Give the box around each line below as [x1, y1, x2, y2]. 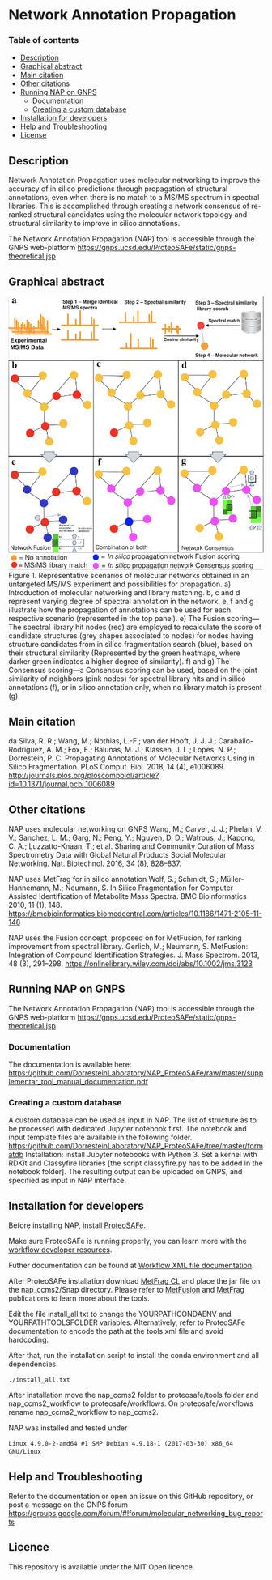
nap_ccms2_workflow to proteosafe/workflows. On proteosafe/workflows [8, 1399, 253, 1408]
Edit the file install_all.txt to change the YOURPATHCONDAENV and [8, 1310, 232, 1319]
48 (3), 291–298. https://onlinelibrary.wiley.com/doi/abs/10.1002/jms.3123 [8, 959, 253, 969]
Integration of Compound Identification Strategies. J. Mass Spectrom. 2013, [8, 950, 261, 960]
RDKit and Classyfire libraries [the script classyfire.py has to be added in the [8, 1158, 263, 1168]
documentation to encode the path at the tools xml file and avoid [8, 1327, 224, 1336]
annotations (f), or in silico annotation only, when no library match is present [8, 683, 263, 692]
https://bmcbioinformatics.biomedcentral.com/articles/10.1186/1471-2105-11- [8, 909, 263, 918]
